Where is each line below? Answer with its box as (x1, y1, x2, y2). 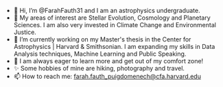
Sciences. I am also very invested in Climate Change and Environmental (13, 21, 216, 29)
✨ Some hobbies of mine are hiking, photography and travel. (13, 65, 185, 72)
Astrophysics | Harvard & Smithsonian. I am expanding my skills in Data (13, 43, 215, 50)
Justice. (13, 28, 36, 36)
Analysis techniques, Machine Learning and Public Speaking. (13, 50, 187, 58)
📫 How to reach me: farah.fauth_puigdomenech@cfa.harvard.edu (13, 72, 201, 80)
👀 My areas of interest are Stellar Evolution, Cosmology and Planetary (13, 14, 211, 22)
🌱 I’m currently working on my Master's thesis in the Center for (13, 35, 191, 43)
